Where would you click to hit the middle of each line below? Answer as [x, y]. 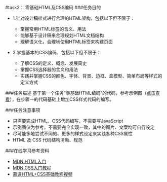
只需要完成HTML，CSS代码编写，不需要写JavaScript [68, 121]
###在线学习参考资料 [27, 151]
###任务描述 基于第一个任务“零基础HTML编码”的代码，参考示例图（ [76, 93]
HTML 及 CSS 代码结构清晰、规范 [47, 140]
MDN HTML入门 [29, 161]
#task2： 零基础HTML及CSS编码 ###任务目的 [53, 7]
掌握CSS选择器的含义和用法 [49, 69]
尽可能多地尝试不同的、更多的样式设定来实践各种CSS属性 [72, 134]
